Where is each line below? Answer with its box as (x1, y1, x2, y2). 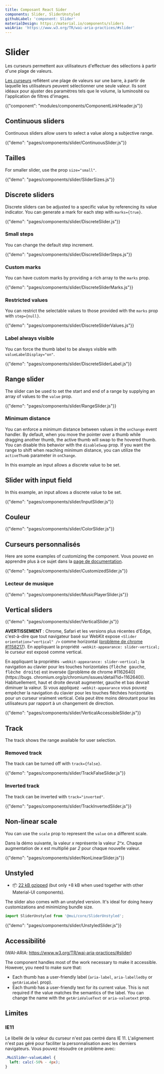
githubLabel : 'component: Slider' (5, 16, 76, 21)
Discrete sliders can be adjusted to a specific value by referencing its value (5, 203, 157, 209)
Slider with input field (5, 476, 72, 485)
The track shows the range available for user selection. (5, 737, 116, 743)
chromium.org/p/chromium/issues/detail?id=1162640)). (33, 674, 145, 680)
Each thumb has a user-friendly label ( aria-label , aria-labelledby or (12, 974, 153, 980)
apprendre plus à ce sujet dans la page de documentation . (5, 558, 123, 564)
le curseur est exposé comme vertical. (5, 649, 82, 655)
